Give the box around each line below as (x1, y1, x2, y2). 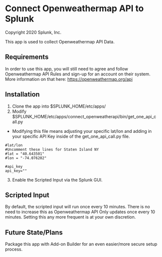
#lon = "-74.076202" (5, 155, 47, 161)
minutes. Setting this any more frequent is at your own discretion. (5, 214, 136, 220)
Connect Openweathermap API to (5, 3, 144, 14)
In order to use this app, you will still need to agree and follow (5, 66, 128, 72)
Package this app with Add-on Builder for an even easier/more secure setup (5, 241, 158, 247)
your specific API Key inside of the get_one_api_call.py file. (12, 133, 130, 139)
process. (5, 246, 23, 252)
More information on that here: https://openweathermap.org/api (5, 76, 133, 82)
